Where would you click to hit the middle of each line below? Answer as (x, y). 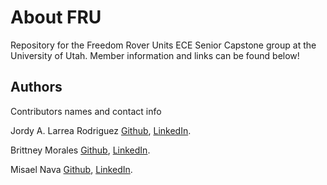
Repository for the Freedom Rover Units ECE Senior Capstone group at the (163, 45)
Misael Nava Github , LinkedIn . (71, 169)
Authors (36, 87)
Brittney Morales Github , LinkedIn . (80, 150)
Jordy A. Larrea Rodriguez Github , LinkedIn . (101, 130)
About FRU (56, 17)
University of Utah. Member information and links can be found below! (155, 55)
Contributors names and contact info (86, 111)
